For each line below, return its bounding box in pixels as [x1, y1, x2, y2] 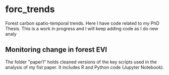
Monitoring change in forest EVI [5, 45, 107, 54]
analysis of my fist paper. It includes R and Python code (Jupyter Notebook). [5, 64, 164, 70]
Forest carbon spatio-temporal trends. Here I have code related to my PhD [5, 20, 160, 26]
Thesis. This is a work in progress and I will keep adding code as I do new [5, 25, 158, 31]
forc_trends [5, 4, 55, 15]
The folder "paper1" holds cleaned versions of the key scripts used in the [5, 59, 157, 65]
